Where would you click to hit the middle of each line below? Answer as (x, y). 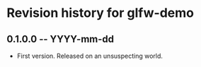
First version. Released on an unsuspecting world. (90, 56)
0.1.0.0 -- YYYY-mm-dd (61, 39)
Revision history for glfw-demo (100, 13)
